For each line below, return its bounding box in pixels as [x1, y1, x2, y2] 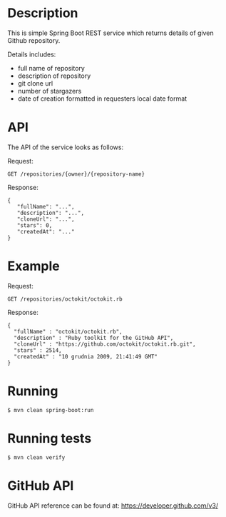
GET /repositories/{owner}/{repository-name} [7, 170, 145, 178]
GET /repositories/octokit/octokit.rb [7, 295, 123, 303]
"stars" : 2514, [14, 346, 62, 354]
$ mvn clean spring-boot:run [7, 406, 94, 413]
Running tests [7, 430, 92, 446]
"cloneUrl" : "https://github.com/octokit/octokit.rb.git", [14, 341, 196, 348]
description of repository [17, 71, 91, 80]
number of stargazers [17, 86, 82, 95]
